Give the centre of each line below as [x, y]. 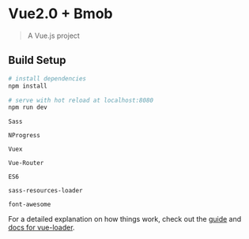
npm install [28, 86]
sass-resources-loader [45, 191]
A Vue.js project [54, 35]
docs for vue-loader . [41, 228]
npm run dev [28, 107]
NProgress [25, 136]
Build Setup [37, 60]
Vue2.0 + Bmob [60, 14]
